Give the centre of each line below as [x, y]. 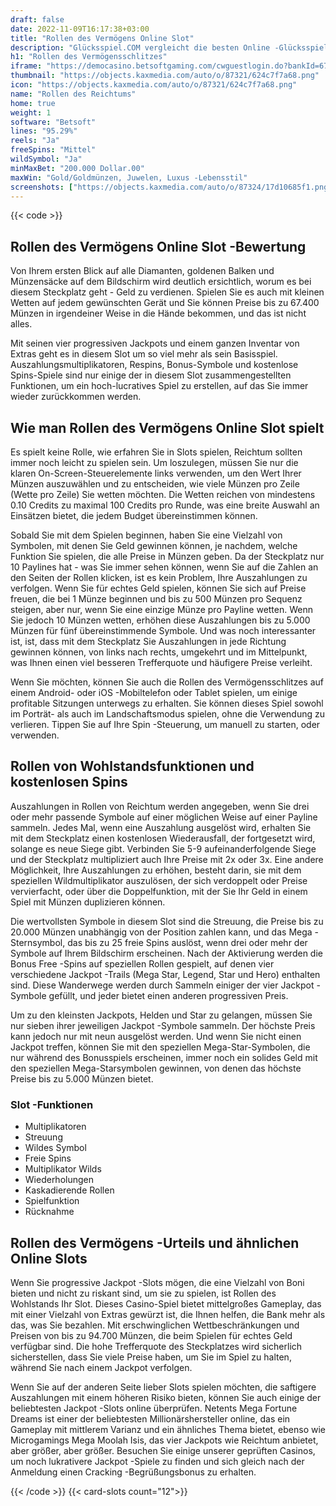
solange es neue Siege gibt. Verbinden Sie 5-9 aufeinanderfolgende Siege [163, 848]
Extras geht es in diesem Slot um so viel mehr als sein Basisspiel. [144, 354]
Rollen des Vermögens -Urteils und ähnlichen [155, 1242]
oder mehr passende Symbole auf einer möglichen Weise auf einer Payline [164, 817]
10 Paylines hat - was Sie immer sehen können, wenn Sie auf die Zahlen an [164, 567]
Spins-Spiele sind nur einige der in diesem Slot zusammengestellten [151, 375]
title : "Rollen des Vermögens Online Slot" [102, 38]
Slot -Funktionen [52, 1104]
